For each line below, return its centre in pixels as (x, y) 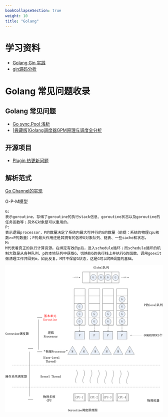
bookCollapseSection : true (33, 10)
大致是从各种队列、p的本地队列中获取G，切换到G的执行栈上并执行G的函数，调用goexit (85, 253)
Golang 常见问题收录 (48, 91)
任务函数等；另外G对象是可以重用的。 (38, 222)
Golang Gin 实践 (29, 63)
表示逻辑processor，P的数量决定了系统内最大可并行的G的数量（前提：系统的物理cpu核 (82, 232)
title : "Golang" (22, 21)
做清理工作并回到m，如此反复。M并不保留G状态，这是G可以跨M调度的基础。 (70, 258)
